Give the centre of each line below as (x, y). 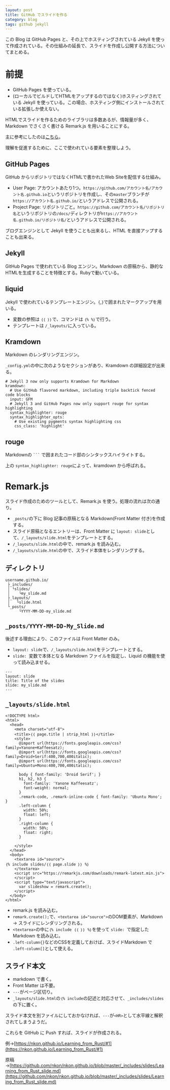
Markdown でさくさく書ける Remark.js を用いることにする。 (69, 126)
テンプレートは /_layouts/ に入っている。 (56, 325)
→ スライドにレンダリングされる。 (49, 923)
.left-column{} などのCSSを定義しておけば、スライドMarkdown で (82, 942)
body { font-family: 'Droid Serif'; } (60, 774)
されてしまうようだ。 (27, 1022)
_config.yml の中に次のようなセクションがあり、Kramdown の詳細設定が (81, 366)
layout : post (19, 10)
